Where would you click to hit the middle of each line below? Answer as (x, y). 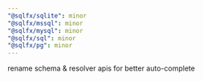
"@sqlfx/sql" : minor (42, 38)
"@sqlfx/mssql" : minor (45, 23)
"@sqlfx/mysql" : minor (45, 30)
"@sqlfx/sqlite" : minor (47, 16)
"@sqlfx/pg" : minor (40, 46)
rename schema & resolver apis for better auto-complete (101, 68)
